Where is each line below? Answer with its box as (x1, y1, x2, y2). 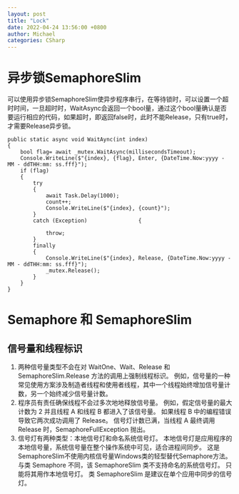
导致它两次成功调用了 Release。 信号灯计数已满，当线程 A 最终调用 (17, 416, 215, 425)
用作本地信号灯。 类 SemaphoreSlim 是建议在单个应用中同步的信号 (36, 470, 233, 478)
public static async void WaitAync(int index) (7, 136, 148, 143)
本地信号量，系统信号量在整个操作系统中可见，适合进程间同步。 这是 (17, 443, 220, 452)
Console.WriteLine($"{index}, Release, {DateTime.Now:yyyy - (45, 255, 232, 262)
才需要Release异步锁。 (7, 122, 75, 131)
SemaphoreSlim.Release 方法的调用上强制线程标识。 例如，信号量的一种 (17, 372, 230, 380)
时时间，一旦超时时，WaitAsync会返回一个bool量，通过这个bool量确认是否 (7, 104, 227, 113)
